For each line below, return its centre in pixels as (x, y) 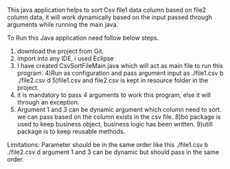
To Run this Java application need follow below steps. (83, 38)
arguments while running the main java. (63, 24)
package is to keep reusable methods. (71, 131)
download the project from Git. (60, 51)
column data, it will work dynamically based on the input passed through (110, 17)
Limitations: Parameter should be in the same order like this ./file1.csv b (108, 145)
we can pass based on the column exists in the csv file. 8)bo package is (119, 117)
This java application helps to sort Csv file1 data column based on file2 (107, 10)
